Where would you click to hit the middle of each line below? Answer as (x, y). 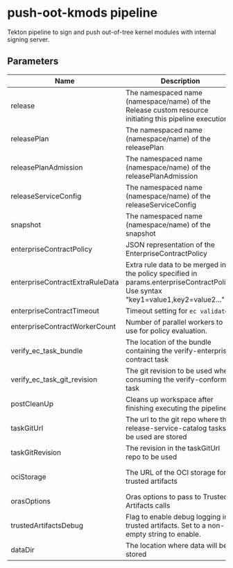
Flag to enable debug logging (173, 517)
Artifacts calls (148, 505)
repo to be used (152, 457)
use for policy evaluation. (166, 330)
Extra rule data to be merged (172, 264)
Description (180, 81)
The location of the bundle (169, 342)
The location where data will (172, 545)
